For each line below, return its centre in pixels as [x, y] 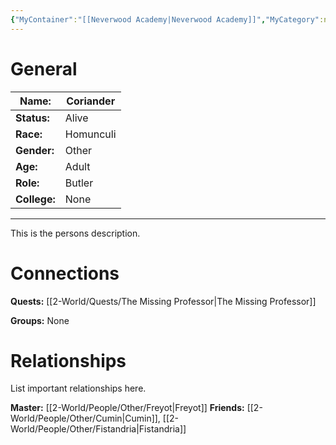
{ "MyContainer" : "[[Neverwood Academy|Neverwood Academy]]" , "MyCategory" [165, 19]
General [44, 68]
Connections [65, 273]
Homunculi [90, 134]
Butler [79, 183]
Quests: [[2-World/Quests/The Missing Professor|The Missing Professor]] [163, 301]
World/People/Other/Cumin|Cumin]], [85, 418]
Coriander [91, 101]
